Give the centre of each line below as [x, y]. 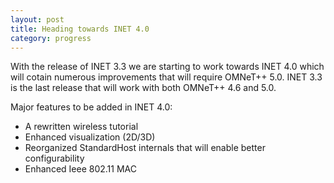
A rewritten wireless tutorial [81, 127]
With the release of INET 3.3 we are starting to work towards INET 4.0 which [167, 67]
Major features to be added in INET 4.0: [91, 107]
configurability [54, 158]
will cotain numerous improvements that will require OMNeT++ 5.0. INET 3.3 [166, 77]
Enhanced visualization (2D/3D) [90, 137]
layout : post [37, 19]
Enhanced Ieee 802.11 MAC [80, 169]
